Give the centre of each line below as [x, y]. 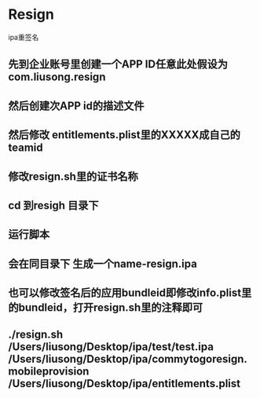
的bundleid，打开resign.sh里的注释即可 [105, 308]
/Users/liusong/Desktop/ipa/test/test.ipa [111, 347]
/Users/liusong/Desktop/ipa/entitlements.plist [125, 383]
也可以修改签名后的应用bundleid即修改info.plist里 [130, 293]
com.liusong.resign [57, 77]
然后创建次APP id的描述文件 [76, 106]
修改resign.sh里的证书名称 [73, 176]
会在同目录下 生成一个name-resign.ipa [103, 263]
